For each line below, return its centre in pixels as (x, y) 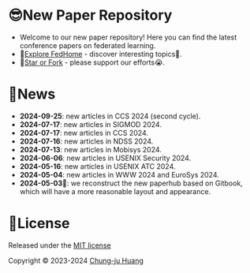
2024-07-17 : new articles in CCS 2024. (84, 133)
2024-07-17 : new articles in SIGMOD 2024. (90, 124)
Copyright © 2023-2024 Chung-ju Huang (76, 260)
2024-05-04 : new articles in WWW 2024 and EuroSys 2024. (119, 174)
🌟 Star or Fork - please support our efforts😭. (92, 62)
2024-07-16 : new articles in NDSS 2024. (86, 141)
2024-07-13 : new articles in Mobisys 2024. (90, 149)
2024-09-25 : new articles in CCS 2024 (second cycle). (110, 116)
